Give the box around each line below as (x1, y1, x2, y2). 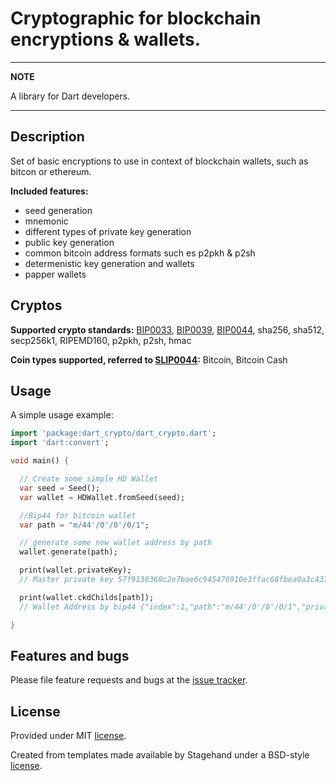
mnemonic (24, 215, 69, 227)
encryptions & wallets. (10, 28, 202, 51)
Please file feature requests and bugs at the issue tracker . (10, 674, 248, 686)
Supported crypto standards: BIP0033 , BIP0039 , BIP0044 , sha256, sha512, (10, 323, 325, 336)
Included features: (10, 185, 89, 197)
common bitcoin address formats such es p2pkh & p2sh (24, 247, 256, 259)
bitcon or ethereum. (10, 165, 92, 177)
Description (10, 128, 85, 146)
